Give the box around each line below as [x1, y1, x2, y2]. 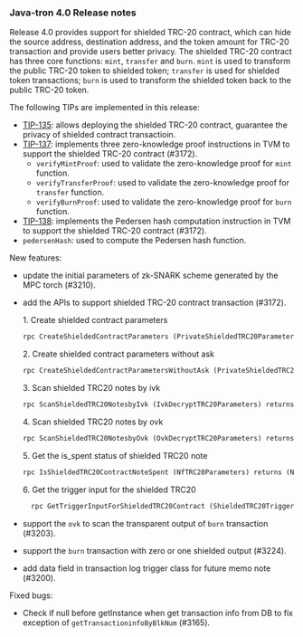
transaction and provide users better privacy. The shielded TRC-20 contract [9, 46, 292, 57]
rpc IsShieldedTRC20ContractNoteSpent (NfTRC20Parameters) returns [22, 468, 282, 477]
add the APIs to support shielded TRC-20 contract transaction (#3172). [22, 297, 287, 309]
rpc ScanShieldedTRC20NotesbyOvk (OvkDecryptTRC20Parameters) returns [22, 433, 295, 442]
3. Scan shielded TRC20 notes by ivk [22, 383, 161, 394]
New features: [9, 252, 62, 263]
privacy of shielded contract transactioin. [22, 129, 176, 140]
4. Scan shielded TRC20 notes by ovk [22, 416, 164, 427]
